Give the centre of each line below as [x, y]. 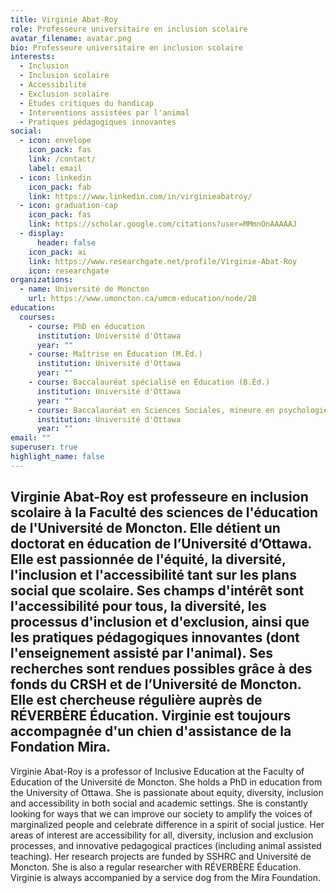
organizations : [42, 280]
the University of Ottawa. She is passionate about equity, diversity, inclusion [167, 792]
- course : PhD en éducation [86, 326]
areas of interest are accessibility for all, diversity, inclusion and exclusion [162, 835]
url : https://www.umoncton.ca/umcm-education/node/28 [142, 299]
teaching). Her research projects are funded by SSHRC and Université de [161, 856]
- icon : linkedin [55, 177]
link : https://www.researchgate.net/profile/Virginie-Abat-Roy [163, 261]
